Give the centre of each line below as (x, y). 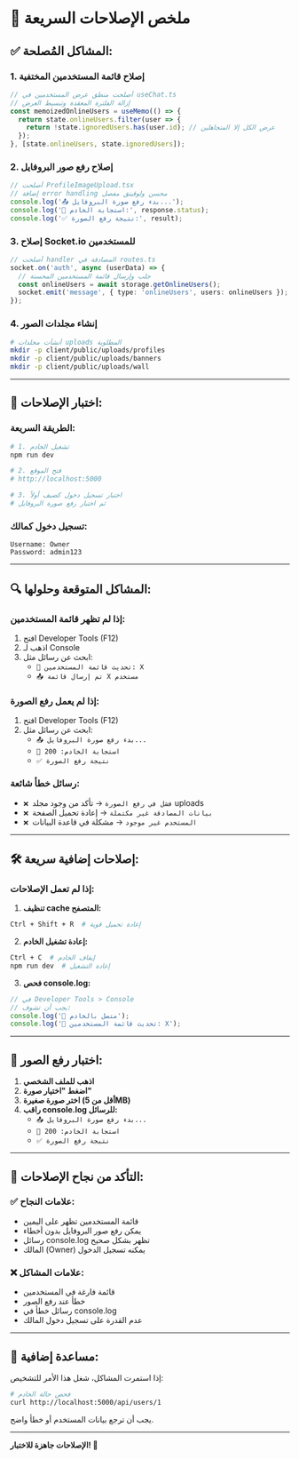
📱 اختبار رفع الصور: (56, 1060)
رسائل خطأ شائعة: (45, 784)
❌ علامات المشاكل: (47, 1272)
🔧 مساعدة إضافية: (55, 1356)
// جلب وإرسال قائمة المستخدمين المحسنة (85, 276)
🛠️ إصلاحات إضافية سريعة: (75, 859)
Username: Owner (40, 545)
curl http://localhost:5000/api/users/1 (86, 1402)
